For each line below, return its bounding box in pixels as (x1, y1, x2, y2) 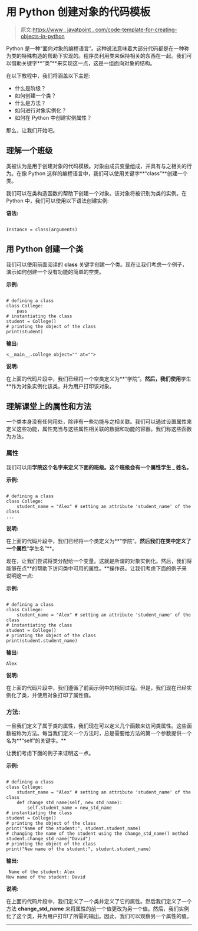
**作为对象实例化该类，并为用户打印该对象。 (6, 382, 115, 389)
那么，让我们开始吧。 (6, 126, 58, 133)
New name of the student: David (6, 874, 85, 880)
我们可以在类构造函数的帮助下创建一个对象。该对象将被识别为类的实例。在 (6, 189, 187, 196)
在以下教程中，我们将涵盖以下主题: (6, 72, 91, 79)
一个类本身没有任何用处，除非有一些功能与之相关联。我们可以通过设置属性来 (6, 418, 192, 425)
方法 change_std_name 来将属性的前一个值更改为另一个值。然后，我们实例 (6, 905, 190, 912)
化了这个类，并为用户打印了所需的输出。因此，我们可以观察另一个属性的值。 (6, 912, 192, 919)
